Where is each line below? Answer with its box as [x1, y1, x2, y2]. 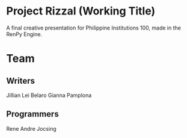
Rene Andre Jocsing [6, 125, 57, 132]
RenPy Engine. [6, 30, 43, 37]
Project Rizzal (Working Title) [6, 4, 156, 18]
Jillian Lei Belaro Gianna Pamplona [6, 92, 92, 99]
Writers [6, 75, 35, 86]
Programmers [6, 109, 59, 119]
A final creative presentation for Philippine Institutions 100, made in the [6, 24, 182, 31]
